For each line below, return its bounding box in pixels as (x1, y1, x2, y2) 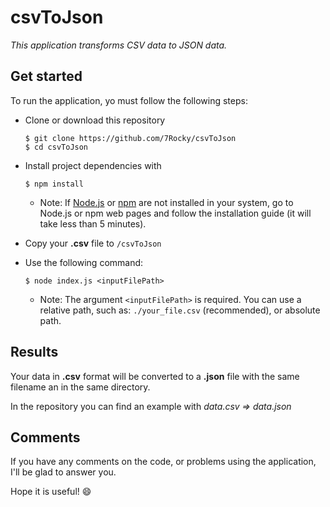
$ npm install (24, 179, 84, 189)
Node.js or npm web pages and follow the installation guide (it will (39, 207, 312, 219)
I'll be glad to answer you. (10, 466, 117, 478)
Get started (10, 68, 83, 85)
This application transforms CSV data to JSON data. (10, 39, 228, 51)
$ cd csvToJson (24, 142, 89, 152)
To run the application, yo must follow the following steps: (10, 94, 248, 106)
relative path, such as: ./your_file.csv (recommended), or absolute (39, 304, 321, 316)
